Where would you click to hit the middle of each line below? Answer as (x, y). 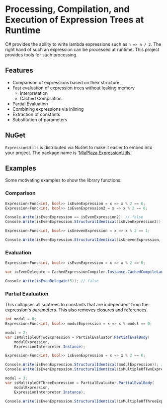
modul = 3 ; (16, 378)
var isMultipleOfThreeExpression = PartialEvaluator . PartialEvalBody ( (80, 383)
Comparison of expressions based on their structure (66, 82)
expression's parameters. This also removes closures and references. (77, 310)
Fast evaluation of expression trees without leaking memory (74, 88)
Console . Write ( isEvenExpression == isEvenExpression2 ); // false (74, 217)
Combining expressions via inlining (48, 109)
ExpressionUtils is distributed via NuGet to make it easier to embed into (79, 147)
